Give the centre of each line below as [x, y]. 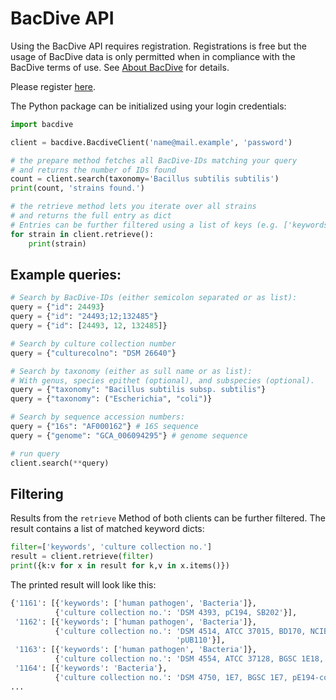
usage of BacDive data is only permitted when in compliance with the [153, 56]
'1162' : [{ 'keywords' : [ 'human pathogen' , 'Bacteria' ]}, [135, 622]
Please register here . [53, 86]
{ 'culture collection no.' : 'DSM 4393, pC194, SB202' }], [176, 612]
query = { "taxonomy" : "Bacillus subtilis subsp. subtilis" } [138, 390]
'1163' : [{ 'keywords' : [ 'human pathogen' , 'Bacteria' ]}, [135, 650]
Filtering [37, 493]
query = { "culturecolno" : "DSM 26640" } [93, 353]
